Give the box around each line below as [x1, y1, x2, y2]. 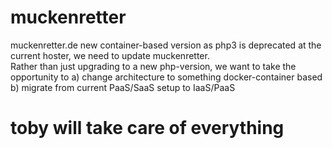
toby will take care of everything [10, 117, 285, 140]
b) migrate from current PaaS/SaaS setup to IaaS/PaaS [10, 81, 236, 93]
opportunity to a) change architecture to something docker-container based [10, 71, 323, 83]
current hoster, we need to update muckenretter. [10, 49, 210, 61]
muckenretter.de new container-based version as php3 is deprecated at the [10, 39, 322, 51]
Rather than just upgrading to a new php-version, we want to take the [10, 60, 297, 72]
